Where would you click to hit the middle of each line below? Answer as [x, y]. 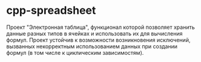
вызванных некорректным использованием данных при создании [92, 46]
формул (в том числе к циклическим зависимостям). [75, 52]
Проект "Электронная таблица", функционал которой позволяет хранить [100, 27]
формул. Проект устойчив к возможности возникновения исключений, [98, 40]
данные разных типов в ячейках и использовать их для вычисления [94, 33]
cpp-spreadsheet [51, 11]
